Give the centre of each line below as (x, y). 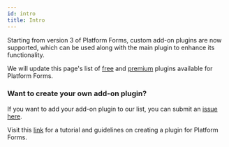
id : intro (22, 14)
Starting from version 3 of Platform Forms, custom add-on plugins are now (114, 40)
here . (15, 116)
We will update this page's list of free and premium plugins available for (110, 68)
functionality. (26, 55)
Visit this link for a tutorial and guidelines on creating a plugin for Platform (113, 130)
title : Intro (26, 20)
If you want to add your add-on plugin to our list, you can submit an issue (112, 109)
